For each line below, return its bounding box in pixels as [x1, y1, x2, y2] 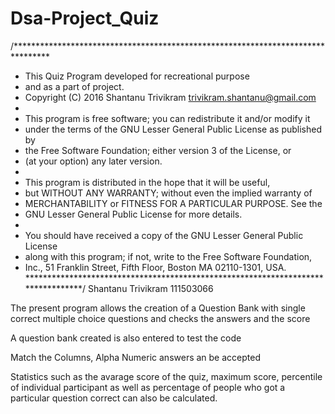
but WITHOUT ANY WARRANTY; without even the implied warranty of [24, 187, 313, 199]
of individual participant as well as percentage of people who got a [10, 381, 286, 393]
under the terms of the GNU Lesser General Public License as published [24, 123, 323, 135]
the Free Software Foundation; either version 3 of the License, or [24, 144, 292, 156]
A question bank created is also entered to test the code [10, 332, 242, 344]
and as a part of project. [24, 80, 125, 92]
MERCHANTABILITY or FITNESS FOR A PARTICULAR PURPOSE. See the [24, 197, 323, 209]
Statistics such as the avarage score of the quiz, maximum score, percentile [10, 370, 323, 382]
